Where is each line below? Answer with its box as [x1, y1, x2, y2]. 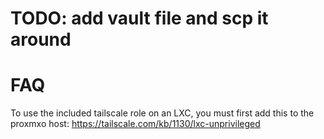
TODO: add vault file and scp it [10, 7, 269, 30]
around [10, 28, 72, 51]
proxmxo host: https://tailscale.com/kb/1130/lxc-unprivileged [10, 118, 261, 130]
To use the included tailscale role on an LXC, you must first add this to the [10, 107, 315, 119]
